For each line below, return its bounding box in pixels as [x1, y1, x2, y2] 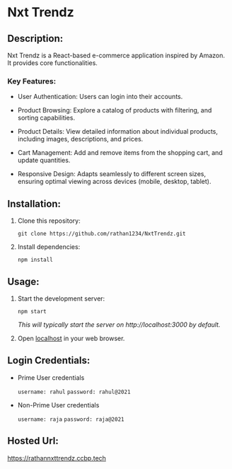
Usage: [7, 275, 40, 287]
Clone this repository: [17, 216, 81, 225]
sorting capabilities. [17, 114, 76, 122]
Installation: [7, 197, 62, 209]
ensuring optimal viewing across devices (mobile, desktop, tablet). [17, 178, 211, 186]
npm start [17, 308, 47, 315]
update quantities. [17, 156, 71, 165]
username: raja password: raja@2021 [17, 415, 124, 423]
